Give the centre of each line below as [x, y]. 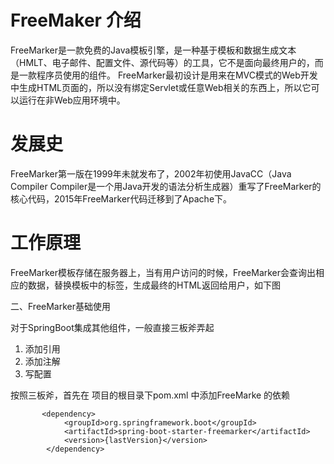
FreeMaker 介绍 [76, 20]
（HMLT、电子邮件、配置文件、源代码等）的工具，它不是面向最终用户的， [162, 62]
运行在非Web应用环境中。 [72, 100]
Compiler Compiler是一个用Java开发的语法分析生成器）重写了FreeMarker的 [166, 186]
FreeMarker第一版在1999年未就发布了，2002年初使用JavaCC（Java [151, 173]
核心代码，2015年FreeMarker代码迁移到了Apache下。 [121, 198]
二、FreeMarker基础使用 [61, 306]
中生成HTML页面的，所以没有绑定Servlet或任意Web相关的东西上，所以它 [161, 87]
